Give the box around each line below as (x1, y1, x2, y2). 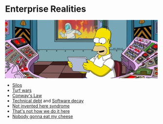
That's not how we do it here (12, 108, 70, 114)
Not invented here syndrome (12, 103, 70, 109)
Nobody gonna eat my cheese (12, 113, 73, 119)
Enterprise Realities (5, 3, 86, 15)
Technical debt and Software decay (12, 98, 84, 103)
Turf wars (12, 87, 32, 93)
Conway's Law (12, 92, 42, 99)
